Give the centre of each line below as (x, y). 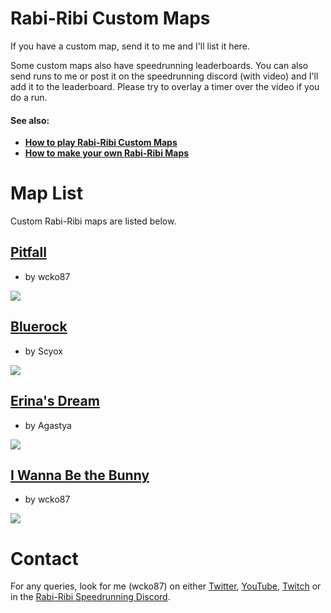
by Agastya (48, 425)
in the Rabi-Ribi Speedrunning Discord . (90, 597)
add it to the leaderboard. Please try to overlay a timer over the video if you (165, 86)
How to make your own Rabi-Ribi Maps (107, 153)
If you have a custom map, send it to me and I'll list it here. (130, 46)
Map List (46, 193)
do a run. (29, 97)
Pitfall (28, 252)
